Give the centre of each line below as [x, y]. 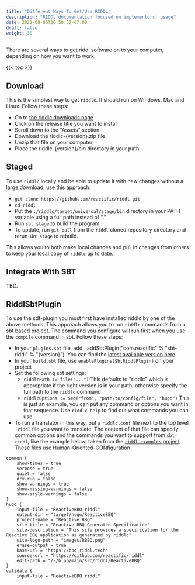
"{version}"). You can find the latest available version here [106, 355]
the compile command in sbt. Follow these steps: [65, 337]
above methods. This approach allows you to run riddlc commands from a [96, 325]
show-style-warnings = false [52, 494]
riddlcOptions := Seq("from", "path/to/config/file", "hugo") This [106, 398]
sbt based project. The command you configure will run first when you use [96, 331]
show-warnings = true [43, 484]
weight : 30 [19, 33]
